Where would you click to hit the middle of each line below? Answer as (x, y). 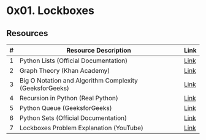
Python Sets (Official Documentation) (73, 118)
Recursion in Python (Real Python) (69, 98)
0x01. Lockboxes (51, 11)
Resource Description (99, 50)
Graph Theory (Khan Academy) (65, 71)
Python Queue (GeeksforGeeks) (66, 108)
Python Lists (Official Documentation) (74, 61)
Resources (27, 33)
